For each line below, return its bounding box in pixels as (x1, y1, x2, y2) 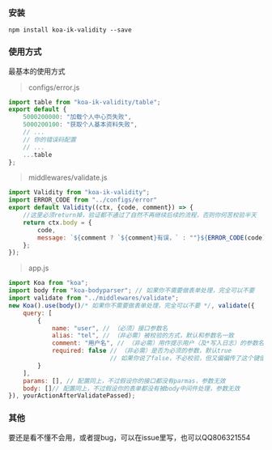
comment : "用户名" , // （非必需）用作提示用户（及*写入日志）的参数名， (51, 339, 270, 347)
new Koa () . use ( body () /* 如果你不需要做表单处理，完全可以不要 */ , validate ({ (8, 301, 255, 309)
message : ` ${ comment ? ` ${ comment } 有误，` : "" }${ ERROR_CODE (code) (37, 233, 266, 242)
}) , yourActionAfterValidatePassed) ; (8, 392, 136, 400)
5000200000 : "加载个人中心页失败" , (23, 113, 132, 121)
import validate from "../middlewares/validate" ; (8, 294, 180, 303)
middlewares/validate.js (28, 172, 108, 183)
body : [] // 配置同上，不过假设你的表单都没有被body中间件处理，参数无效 (23, 384, 240, 393)
